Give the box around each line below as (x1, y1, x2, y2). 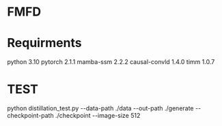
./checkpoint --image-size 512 (55, 112, 141, 120)
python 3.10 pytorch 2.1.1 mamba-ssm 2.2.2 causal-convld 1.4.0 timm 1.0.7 (7, 58, 215, 66)
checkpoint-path (7, 112, 54, 120)
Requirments (7, 35, 82, 51)
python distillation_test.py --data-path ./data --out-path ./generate (7, 104, 194, 112)
